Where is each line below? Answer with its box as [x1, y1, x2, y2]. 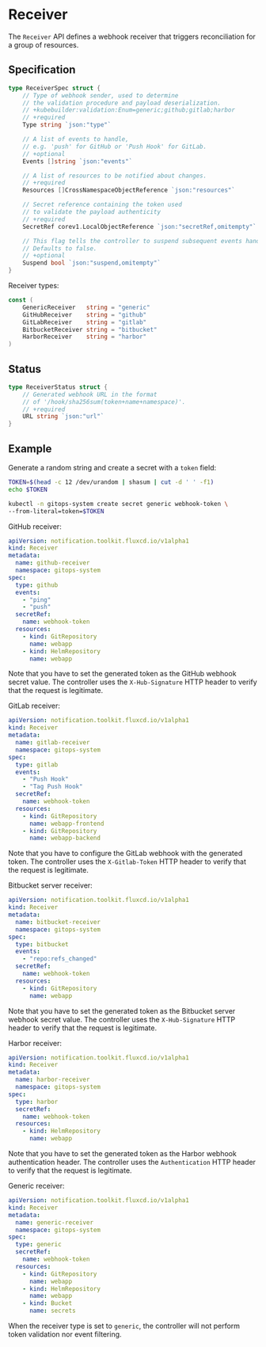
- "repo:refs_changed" [22, 955, 97, 963]
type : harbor [15, 1098, 59, 1105]
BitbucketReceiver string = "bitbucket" [22, 325, 158, 333]
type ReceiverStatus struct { [8, 382, 108, 391]
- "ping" [22, 595, 51, 603]
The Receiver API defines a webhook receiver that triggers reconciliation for [8, 32, 256, 41]
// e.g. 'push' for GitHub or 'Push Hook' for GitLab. [22, 143, 207, 150]
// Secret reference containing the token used [22, 200, 182, 209]
